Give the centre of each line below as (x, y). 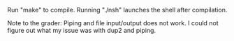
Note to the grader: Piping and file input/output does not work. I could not (113, 23)
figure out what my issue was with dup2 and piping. (81, 30)
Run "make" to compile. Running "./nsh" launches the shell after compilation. (117, 10)
